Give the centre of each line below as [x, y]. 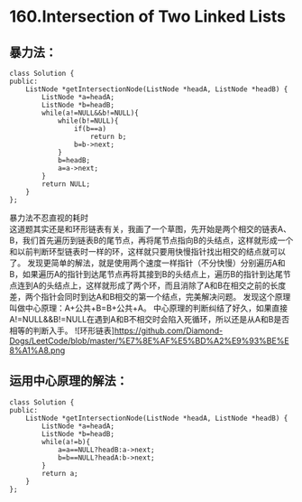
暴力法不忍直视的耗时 [49, 218]
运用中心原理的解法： [69, 381]
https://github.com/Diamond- [169, 330]
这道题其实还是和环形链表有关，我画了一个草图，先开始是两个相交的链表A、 [150, 229]
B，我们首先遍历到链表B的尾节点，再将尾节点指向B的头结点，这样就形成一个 [151, 240]
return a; [60, 473]
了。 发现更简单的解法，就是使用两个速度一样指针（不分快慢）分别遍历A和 [147, 263]
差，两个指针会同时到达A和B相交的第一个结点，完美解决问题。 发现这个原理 [150, 297]
